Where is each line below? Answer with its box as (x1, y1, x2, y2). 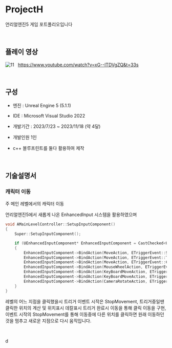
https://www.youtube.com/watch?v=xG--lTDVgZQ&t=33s (17, 62, 139, 68)
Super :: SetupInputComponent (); (14, 231, 81, 237)
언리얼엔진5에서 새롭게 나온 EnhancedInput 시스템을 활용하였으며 (5, 211, 137, 218)
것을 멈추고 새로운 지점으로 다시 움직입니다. (5, 317, 92, 324)
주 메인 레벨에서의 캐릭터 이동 (5, 201, 64, 207)
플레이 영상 (5, 48, 38, 56)
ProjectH (5, 4, 44, 15)
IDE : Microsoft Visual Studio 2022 (12, 112, 85, 119)
